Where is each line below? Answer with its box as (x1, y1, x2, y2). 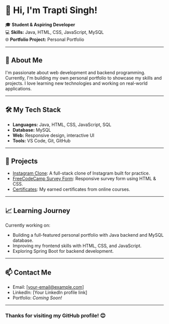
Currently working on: (5, 222, 50, 229)
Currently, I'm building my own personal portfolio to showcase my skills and (5, 75, 162, 81)
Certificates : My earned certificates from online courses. (12, 186, 130, 192)
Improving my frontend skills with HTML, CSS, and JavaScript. (12, 243, 142, 249)
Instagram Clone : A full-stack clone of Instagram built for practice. (12, 170, 150, 176)
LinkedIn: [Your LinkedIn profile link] (12, 290, 88, 295)
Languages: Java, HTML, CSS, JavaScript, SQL (12, 121, 112, 128)
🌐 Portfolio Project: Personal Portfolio (5, 36, 84, 42)
